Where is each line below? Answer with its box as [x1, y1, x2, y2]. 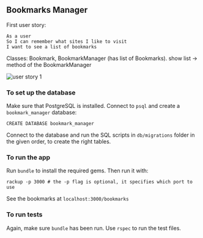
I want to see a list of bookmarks [6, 44, 97, 50]
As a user [6, 33, 32, 39]
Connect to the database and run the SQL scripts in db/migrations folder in [6, 131, 195, 139]
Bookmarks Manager [6, 5, 88, 15]
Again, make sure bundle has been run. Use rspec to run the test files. [6, 224, 182, 232]
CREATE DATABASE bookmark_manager [6, 121, 95, 127]
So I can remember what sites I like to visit [6, 38, 127, 45]
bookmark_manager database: [6, 109, 77, 116]
